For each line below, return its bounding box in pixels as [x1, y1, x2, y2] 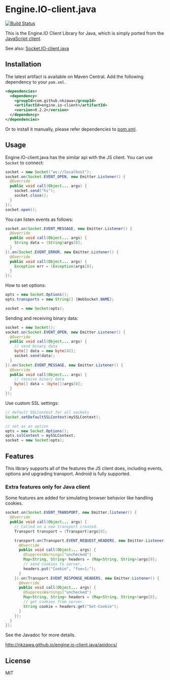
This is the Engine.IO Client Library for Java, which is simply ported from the [5, 30, 164, 36]
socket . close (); [14, 193, 49, 198]
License [5, 656, 31, 665]
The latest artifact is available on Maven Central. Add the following [5, 73, 144, 80]
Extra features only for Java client [5, 483, 90, 490]
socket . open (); [5, 207, 37, 212]
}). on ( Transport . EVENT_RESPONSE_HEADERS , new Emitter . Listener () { [14, 576, 159, 581]
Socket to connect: [5, 160, 44, 166]
